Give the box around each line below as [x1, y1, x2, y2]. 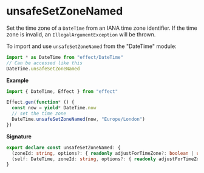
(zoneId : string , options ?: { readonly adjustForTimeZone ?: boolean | [12, 150, 194, 156]
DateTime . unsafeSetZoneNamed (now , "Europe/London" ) [12, 117, 146, 123]
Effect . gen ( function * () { [6, 99, 75, 106]
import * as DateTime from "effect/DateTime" [6, 54, 123, 60]
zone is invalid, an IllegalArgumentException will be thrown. [6, 30, 156, 38]
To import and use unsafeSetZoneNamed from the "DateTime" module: [6, 42, 177, 50]
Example [6, 76, 29, 84]
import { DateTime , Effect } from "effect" [6, 88, 118, 95]
